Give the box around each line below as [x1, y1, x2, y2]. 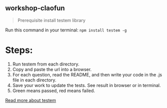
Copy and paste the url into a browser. [12, 66, 92, 72]
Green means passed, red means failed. [12, 87, 95, 93]
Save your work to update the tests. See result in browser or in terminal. [12, 82, 161, 88]
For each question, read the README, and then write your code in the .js [12, 71, 162, 77]
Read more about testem [5, 97, 56, 103]
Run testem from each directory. [12, 61, 80, 67]
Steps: [5, 44, 33, 55]
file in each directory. [12, 77, 57, 83]
